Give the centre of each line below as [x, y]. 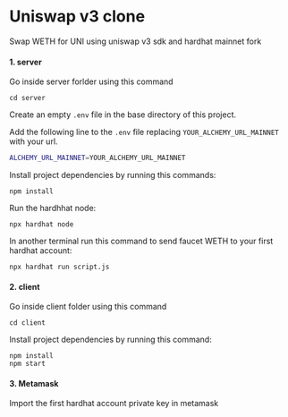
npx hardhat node [42, 225]
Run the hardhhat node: [53, 208]
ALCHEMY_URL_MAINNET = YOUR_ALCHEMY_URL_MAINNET [97, 158]
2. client [25, 286]
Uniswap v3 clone [77, 17]
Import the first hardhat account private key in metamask [114, 404]
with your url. [34, 141]
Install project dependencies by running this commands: [113, 175]
